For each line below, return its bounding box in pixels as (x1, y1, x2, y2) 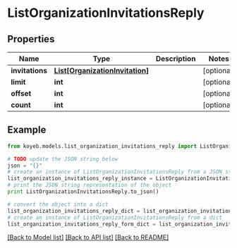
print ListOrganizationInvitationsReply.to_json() (7, 188, 159, 195)
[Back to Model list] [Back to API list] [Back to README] (7, 233, 169, 242)
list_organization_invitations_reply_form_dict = (7, 221, 157, 228)
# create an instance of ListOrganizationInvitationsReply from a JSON (7, 168, 222, 175)
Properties (7, 33, 55, 45)
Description (155, 54, 196, 63)
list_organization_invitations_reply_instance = (7, 175, 153, 182)
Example (7, 124, 47, 136)
